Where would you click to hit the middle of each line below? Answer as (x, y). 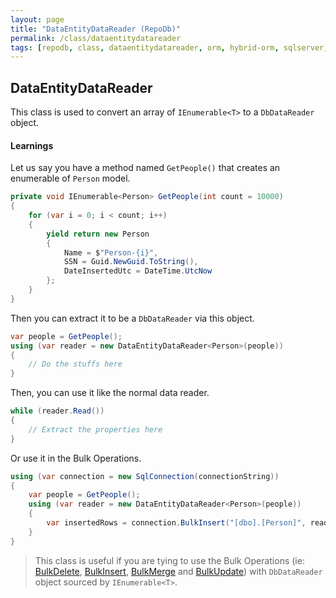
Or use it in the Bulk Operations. (76, 458)
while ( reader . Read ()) (57, 411)
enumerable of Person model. (70, 178)
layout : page (37, 19)
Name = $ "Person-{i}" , (111, 252)
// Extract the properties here (95, 429)
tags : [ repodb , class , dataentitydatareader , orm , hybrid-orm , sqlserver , (169, 47)
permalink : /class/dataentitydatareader (96, 38)
